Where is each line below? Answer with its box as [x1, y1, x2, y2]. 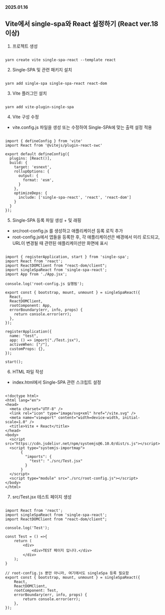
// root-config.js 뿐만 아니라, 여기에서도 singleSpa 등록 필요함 [5, 570, 129, 575]
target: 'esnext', [14, 165, 52, 169]
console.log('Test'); [5, 525, 50, 530]
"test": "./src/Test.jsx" [29, 458, 83, 463]
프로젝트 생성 [12, 43, 38, 49]
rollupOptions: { [14, 168, 50, 174]
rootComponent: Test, [14, 588, 58, 593]
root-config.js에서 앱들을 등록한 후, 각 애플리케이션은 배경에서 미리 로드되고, [12, 234, 160, 240]
